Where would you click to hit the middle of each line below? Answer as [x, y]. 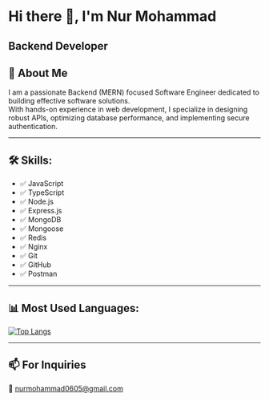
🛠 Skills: [30, 160]
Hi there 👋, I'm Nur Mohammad [112, 16]
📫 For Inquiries [47, 365]
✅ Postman [38, 274]
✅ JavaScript [42, 184]
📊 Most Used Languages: [74, 308]
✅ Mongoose [42, 229]
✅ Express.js [41, 211]
